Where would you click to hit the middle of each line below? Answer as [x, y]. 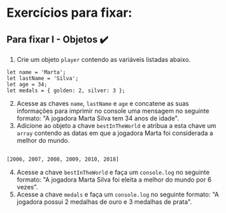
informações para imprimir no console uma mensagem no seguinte [113, 111]
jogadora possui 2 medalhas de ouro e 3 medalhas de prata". [104, 202]
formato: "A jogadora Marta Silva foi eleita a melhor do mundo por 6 [114, 180]
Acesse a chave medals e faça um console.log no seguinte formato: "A [118, 194]
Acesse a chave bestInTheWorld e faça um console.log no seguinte [113, 172]
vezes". [27, 187]
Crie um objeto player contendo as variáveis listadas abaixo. [104, 60]
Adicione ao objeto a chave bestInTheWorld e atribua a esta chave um [116, 126]
